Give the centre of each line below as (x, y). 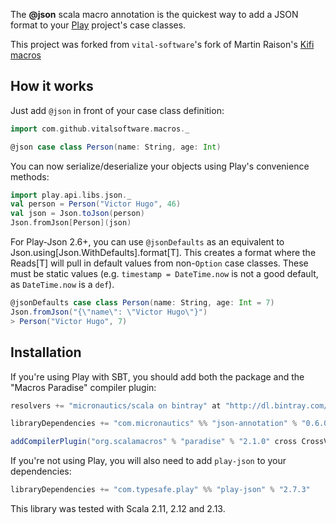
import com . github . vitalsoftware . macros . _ (100, 129)
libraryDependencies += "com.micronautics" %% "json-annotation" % (154, 424)
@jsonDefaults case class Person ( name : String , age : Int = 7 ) (142, 303)
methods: (30, 176)
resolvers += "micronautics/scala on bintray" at (116, 405)
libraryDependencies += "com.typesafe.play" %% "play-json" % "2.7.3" (160, 490)
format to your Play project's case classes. (98, 25)
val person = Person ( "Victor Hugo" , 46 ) (96, 204)
